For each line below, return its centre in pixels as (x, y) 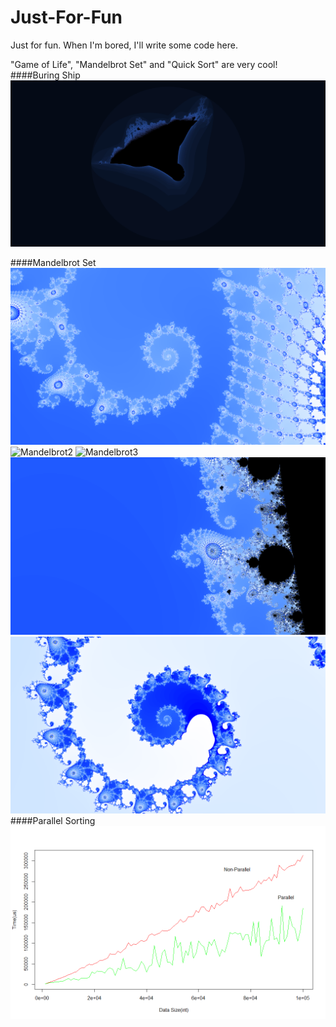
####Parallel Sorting (53, 821)
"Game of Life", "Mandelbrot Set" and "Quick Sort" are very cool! (144, 64)
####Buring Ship (45, 75)
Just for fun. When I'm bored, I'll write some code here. (124, 45)
